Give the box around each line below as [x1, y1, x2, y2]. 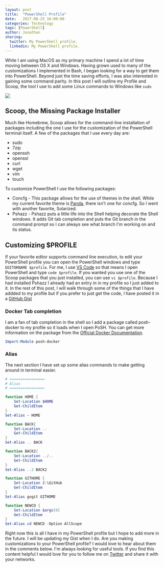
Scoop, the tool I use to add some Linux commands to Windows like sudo [5, 83, 152, 89]
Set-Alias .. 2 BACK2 [5, 467, 47, 472]
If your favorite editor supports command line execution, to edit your [5, 254, 143, 260]
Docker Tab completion [5, 308, 62, 315]
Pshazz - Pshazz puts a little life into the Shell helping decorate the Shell [12, 211, 158, 217]
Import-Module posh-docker [5, 339, 60, 344]
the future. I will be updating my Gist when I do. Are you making [5, 536, 133, 541]
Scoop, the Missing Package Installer [5, 107, 121, 115]
